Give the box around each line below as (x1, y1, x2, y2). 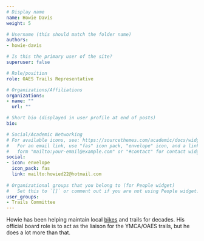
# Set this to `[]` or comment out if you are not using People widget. (6, 188, 200, 194)
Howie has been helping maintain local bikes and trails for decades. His (6, 216, 185, 223)
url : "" (12, 104, 32, 110)
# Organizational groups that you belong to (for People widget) (6, 182, 175, 189)
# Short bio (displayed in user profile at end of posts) (6, 115, 156, 121)
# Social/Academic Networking (6, 131, 83, 138)
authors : (6, 37, 29, 43)
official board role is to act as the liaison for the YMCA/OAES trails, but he (6, 223, 190, 230)
